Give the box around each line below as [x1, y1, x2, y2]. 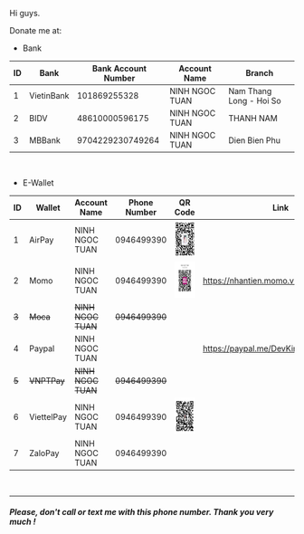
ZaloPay [29, 448, 60, 458]
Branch [245, 68, 274, 78]
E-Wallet [22, 176, 54, 188]
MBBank [29, 135, 61, 146]
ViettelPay [29, 411, 68, 422]
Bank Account [91, 62, 147, 73]
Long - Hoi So [228, 95, 282, 106]
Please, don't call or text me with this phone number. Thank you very [9, 507, 274, 518]
